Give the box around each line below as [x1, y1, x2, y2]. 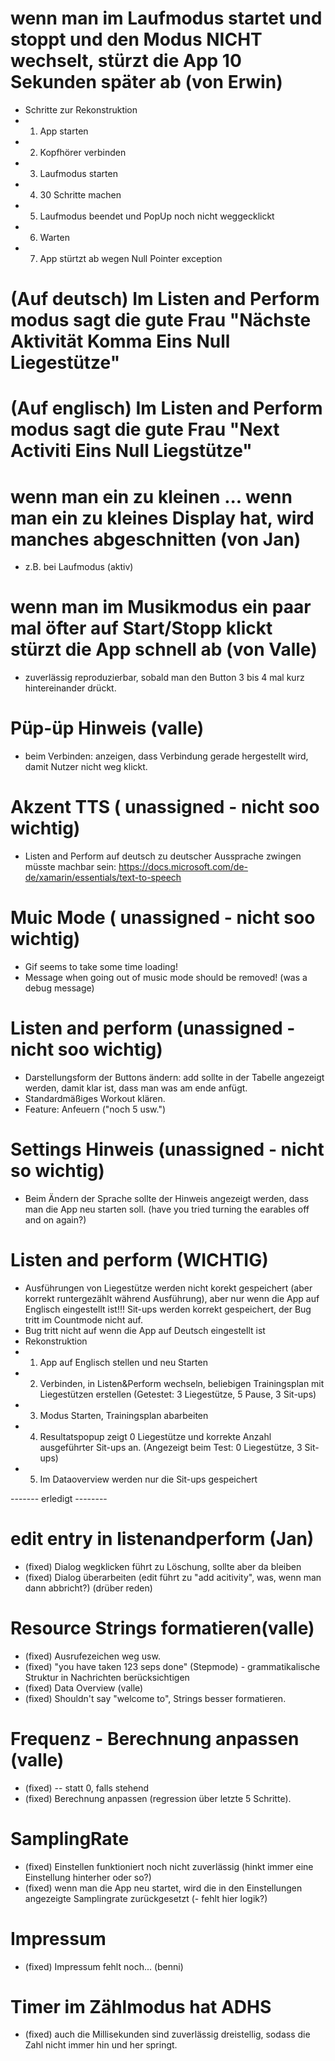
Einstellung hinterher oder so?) [24, 1871, 152, 1883]
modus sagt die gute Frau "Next [10, 418, 280, 441]
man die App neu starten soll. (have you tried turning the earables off [24, 1203, 310, 1215]
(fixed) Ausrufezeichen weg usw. [24, 1650, 161, 1662]
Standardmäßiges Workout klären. [24, 1092, 166, 1104]
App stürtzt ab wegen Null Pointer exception [39, 252, 223, 264]
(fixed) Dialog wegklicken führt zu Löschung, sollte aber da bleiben [24, 1560, 302, 1572]
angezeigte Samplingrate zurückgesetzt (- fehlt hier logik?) [24, 1892, 268, 1904]
